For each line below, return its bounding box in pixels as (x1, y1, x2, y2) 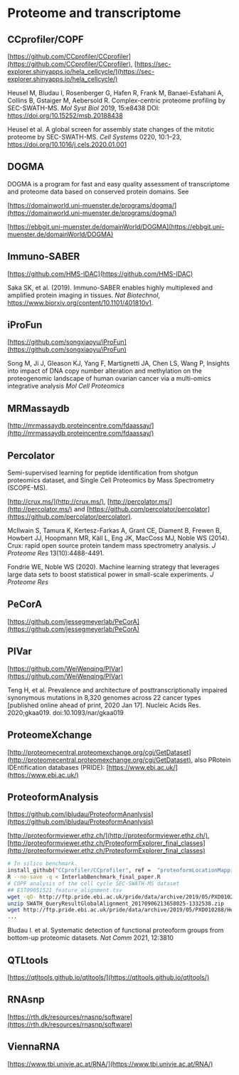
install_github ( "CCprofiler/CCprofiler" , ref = (7, 867, 152, 874)
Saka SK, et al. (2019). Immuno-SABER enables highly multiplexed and (7, 283, 213, 292)
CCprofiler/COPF (7, 33, 84, 46)
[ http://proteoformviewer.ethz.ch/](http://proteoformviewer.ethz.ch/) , (7, 831, 210, 840)
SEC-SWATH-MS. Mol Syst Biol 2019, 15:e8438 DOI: (7, 104, 160, 112)
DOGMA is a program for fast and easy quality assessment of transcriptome (7, 179, 230, 188)
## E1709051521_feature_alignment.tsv (7, 886, 122, 894)
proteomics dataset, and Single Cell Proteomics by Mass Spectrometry (7, 476, 215, 484)
